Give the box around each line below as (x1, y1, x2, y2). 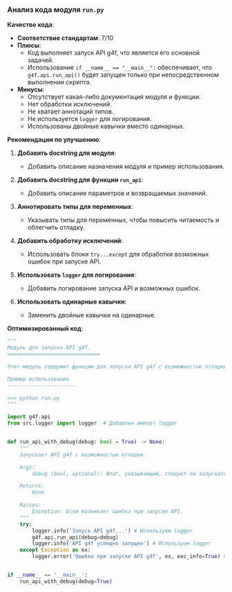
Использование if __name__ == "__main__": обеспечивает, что (27, 64, 213, 72)
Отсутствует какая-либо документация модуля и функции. (27, 93, 202, 101)
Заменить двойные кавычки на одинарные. (27, 311, 157, 320)
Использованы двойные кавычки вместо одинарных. (27, 122, 185, 131)
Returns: (19, 483, 45, 490)
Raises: (19, 501, 41, 509)
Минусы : (17, 85, 45, 94)
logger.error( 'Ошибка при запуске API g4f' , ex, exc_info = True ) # (32, 553, 227, 560)
